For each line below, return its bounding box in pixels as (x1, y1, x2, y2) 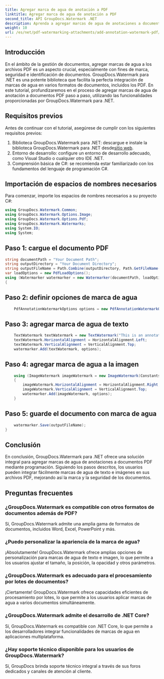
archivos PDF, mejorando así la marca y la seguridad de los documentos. (5, 474, 152, 481)
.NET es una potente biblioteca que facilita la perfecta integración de (5, 77, 143, 82)
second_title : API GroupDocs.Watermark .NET (5, 16, 97, 21)
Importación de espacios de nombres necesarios (5, 180, 157, 188)
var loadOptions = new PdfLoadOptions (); (5, 271, 91, 276)
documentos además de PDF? (5, 510, 78, 517)
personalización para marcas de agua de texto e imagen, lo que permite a (5, 555, 153, 561)
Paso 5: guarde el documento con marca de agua (5, 410, 157, 418)
